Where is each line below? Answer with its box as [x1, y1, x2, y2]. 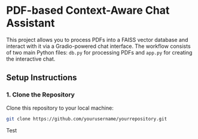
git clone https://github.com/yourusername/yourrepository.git [6, 116, 167, 122]
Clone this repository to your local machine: [6, 104, 114, 111]
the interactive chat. [6, 55, 56, 62]
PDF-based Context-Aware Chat [6, 4, 170, 17]
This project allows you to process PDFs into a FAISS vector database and [6, 36, 188, 43]
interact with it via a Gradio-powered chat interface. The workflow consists [6, 43, 191, 50]
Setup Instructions [6, 72, 77, 83]
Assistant [6, 16, 55, 30]
